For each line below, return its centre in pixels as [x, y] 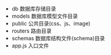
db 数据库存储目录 [34, 9]
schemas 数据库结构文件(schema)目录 [58, 38]
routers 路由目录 [32, 31]
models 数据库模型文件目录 [45, 16]
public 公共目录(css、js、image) [51, 23]
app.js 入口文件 [30, 46]
